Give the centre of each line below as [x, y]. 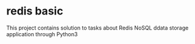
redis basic [35, 11]
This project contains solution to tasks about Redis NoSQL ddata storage [97, 28]
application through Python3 [42, 34]
